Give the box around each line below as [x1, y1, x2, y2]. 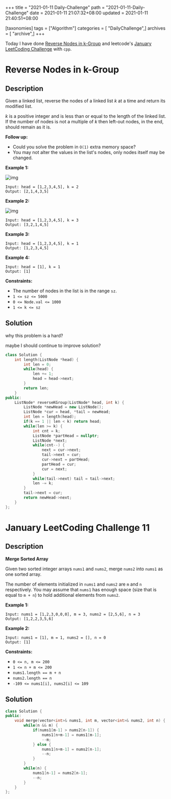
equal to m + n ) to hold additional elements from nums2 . [5, 592, 120, 598]
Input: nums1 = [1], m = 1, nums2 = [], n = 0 [5, 635, 106, 640]
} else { [32, 742, 52, 747]
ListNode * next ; [32, 438, 67, 443]
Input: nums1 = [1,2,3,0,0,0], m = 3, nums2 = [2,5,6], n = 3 [5, 612, 140, 617]
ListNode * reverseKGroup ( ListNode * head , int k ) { [14, 400, 125, 405]
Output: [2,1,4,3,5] [5, 189, 50, 194]
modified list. [5, 103, 33, 109]
